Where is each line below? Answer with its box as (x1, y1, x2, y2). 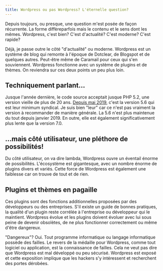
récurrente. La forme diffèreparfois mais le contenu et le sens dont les (5, 26, 147, 32)
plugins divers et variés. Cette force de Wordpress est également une (5, 166, 146, 172)
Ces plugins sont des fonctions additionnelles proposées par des (5, 199, 137, 204)
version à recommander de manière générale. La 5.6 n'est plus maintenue (5, 110, 155, 116)
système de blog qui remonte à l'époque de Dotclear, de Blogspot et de (5, 51, 150, 57)
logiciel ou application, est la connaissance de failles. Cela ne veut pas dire (5, 245, 157, 251)
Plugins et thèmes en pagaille (5, 185, 98, 194)
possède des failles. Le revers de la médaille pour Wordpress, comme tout (5, 239, 156, 245)
